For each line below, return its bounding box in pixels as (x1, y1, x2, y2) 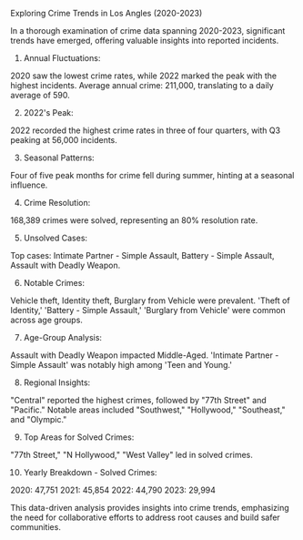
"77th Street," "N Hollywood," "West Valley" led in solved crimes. (10, 450, 254, 460)
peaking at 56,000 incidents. (10, 135, 117, 145)
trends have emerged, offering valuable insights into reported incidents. (10, 36, 279, 46)
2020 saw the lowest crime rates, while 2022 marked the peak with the (10, 70, 277, 81)
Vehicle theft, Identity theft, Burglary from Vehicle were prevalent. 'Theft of (10, 295, 290, 306)
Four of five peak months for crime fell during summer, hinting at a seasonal (10, 170, 295, 180)
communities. (10, 522, 62, 532)
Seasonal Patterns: (23, 152, 95, 163)
